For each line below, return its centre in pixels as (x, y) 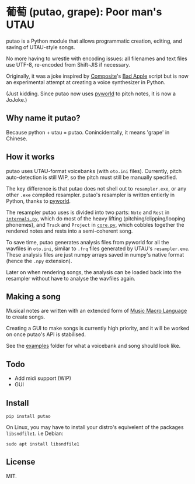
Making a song (34, 297)
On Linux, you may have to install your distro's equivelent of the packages (95, 427)
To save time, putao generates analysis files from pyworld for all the (88, 242)
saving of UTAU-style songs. (41, 47)
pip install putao (28, 416)
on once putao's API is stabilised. (46, 334)
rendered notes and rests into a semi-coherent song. (69, 231)
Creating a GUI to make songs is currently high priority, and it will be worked (98, 329)
